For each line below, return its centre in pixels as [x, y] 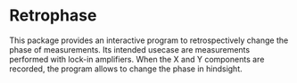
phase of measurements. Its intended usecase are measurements [130, 49]
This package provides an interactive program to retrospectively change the [149, 40]
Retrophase [53, 16]
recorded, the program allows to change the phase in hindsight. [126, 69]
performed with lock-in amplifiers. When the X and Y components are [137, 59]
